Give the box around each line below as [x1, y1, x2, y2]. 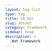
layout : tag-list [5, 7, 41, 12]
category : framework [5, 25, 48, 30]
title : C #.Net [5, 16, 34, 21]
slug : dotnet [5, 20, 32, 26]
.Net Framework [9, 39, 41, 44]
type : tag [5, 12, 26, 17]
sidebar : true [5, 30, 34, 34]
